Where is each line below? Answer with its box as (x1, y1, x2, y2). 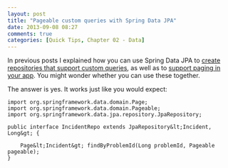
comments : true (7, 30, 53, 38)
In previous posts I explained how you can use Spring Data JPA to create (7, 56, 221, 65)
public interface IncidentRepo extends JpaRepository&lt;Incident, (7, 123, 212, 131)
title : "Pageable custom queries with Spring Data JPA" (7, 17, 177, 24)
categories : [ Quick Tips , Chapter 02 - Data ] (7, 37, 145, 44)
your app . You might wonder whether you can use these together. (7, 72, 201, 80)
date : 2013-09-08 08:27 (7, 23, 78, 30)
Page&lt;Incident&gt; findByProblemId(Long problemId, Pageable (20, 142, 215, 150)
